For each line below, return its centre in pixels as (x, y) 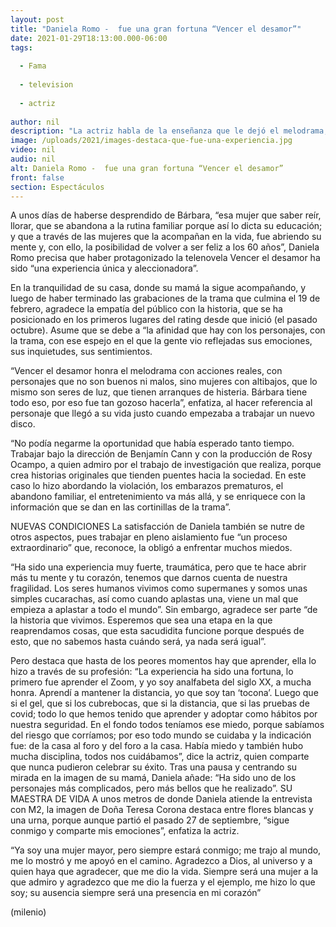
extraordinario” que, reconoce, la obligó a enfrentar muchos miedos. (151, 548)
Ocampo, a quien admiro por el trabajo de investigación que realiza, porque (166, 465)
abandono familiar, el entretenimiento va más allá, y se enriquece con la (158, 497)
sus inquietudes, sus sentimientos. (81, 352)
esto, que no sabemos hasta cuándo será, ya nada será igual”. (138, 642)
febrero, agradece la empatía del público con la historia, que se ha (146, 309)
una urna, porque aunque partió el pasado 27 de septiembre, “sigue (150, 820)
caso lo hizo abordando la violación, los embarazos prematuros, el (147, 486)
